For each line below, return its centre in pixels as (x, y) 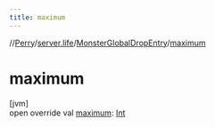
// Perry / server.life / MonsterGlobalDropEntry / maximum (107, 43)
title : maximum (37, 17)
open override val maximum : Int (67, 113)
